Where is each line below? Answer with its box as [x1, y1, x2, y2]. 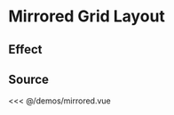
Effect [8, 42, 43, 57]
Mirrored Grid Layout [8, 6, 166, 27]
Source [8, 71, 50, 86]
